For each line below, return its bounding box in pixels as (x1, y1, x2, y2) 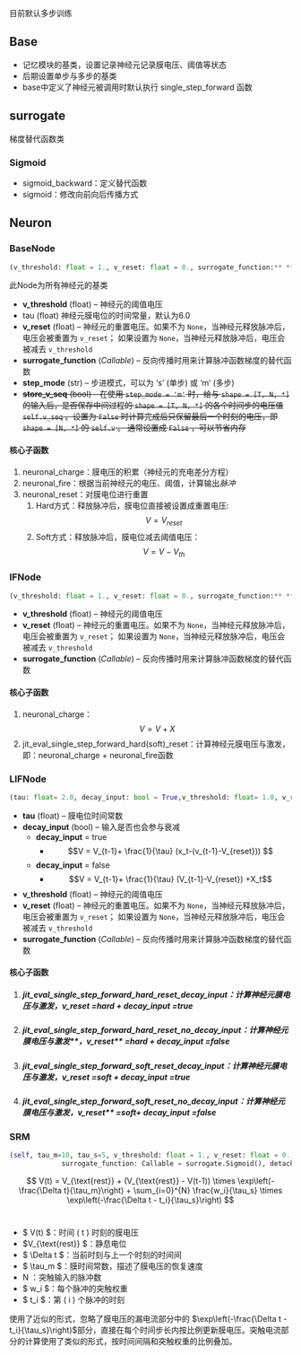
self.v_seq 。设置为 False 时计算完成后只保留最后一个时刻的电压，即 (21, 411, 278, 422)
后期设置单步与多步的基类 (21, 70, 117, 81)
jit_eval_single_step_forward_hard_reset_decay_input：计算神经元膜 (21, 990, 283, 1001)
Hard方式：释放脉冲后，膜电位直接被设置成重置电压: (35, 500, 229, 511)
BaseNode (9, 242, 56, 255)
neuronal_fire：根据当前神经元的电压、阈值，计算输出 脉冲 (21, 477, 236, 488)
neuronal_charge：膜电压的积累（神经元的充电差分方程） (21, 466, 234, 477)
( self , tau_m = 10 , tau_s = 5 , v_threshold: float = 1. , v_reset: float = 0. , (9, 1150, 295, 1159)
